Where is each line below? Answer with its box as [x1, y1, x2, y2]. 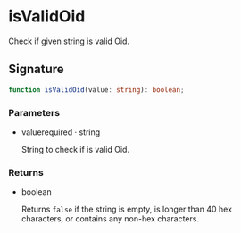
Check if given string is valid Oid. [8, 36, 130, 46]
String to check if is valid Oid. [21, 144, 130, 154]
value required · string [21, 127, 101, 137]
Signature [8, 62, 64, 77]
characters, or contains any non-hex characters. [21, 213, 200, 224]
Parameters [8, 106, 60, 119]
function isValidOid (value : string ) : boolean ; [8, 85, 185, 95]
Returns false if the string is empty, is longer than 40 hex [21, 204, 233, 215]
